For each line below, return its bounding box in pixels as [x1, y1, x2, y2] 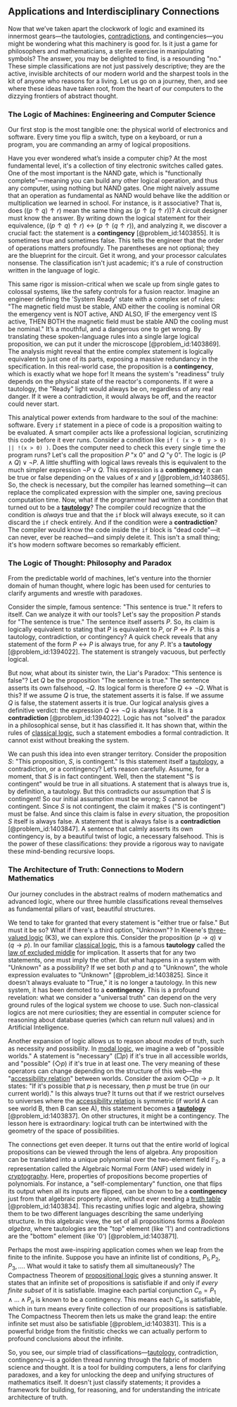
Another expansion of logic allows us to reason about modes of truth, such [8, 1036, 224, 1045]
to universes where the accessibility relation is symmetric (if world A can [8, 1096, 219, 1105]
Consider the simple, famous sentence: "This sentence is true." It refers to [8, 602, 223, 612]
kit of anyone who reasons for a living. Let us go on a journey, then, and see [8, 77, 228, 85]
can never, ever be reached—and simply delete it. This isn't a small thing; [8, 533, 220, 542]
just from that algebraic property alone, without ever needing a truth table [8, 1194, 222, 1203]
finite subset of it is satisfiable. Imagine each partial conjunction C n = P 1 [8, 1286, 217, 1296]
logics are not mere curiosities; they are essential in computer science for [8, 1008, 221, 1017]
